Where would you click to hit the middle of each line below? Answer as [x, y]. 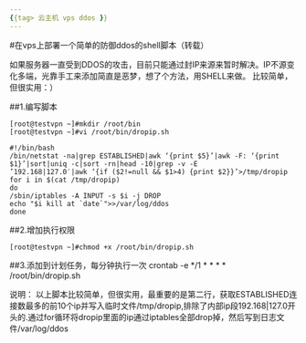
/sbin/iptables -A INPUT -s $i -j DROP [85, 196]
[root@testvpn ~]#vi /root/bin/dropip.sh [90, 132]
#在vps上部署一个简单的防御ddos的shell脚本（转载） [109, 45]
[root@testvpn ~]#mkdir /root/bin [75, 124]
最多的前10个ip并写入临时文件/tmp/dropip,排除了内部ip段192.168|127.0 [156, 306]
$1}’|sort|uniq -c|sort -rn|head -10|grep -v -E [104, 164]
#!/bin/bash [32, 148]
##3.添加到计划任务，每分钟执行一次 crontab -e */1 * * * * [118, 265]
